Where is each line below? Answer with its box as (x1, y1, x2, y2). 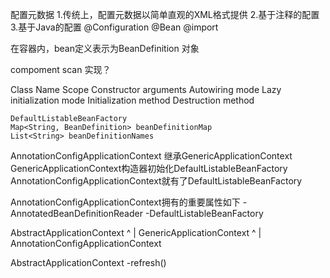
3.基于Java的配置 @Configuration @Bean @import (10, 21, 219, 33)
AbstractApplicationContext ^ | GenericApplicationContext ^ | (10, 227, 262, 238)
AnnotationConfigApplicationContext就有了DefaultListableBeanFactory (10, 175, 303, 187)
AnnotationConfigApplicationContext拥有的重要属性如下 (10, 196, 241, 208)
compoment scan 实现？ (10, 64, 112, 75)
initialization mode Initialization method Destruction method (10, 94, 255, 106)
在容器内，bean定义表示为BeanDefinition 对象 (10, 43, 200, 54)
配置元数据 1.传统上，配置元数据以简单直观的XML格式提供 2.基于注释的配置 (10, 9, 320, 20)
